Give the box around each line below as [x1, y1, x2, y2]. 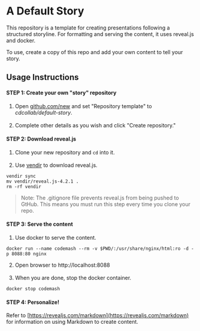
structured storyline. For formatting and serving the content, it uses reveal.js [6, 30, 195, 37]
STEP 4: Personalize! [6, 299, 60, 306]
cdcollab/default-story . [14, 109, 73, 116]
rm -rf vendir [6, 183, 42, 190]
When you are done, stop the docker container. [14, 274, 132, 281]
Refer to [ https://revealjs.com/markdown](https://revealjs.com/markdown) [6, 312, 189, 319]
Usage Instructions [6, 72, 79, 82]
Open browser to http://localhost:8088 [14, 261, 110, 269]
